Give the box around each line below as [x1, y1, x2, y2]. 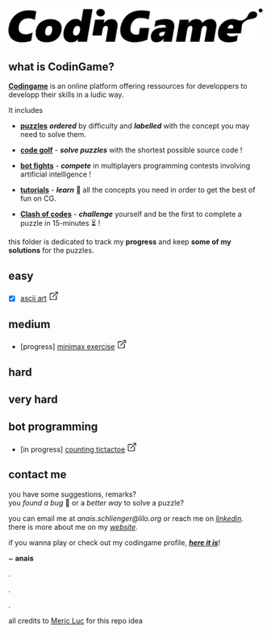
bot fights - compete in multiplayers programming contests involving [19, 161, 251, 171]
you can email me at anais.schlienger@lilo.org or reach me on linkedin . [8, 513, 244, 523]
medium [8, 317, 51, 331]
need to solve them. [19, 130, 86, 140]
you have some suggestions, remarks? [8, 489, 137, 499]
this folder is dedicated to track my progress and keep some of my [8, 237, 231, 247]
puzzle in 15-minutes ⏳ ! [19, 219, 101, 228]
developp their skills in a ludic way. [8, 90, 124, 100]
